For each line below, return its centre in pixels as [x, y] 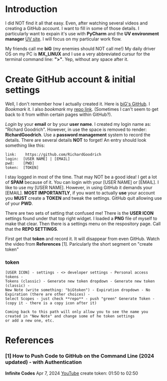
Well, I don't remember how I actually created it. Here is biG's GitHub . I [78, 104]
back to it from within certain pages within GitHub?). [59, 114]
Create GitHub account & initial [70, 80]
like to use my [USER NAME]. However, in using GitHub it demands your [79, 187]
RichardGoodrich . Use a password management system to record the [78, 135]
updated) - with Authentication [44, 362]
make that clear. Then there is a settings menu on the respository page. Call [83, 224]
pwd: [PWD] [20, 163]
